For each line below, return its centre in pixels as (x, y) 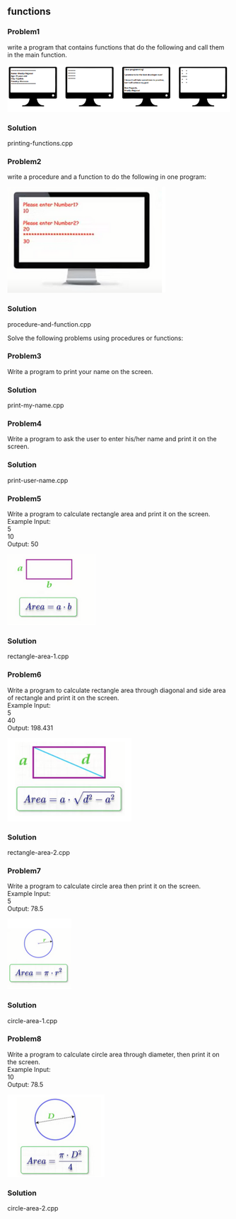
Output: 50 (23, 544)
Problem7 (24, 870)
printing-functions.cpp (40, 143)
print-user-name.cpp (38, 480)
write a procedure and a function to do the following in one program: (107, 177)
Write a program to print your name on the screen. (80, 371)
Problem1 (24, 32)
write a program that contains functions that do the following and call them (116, 47)
